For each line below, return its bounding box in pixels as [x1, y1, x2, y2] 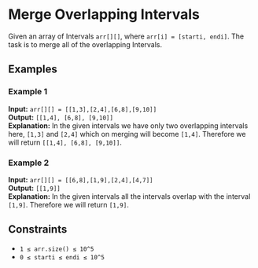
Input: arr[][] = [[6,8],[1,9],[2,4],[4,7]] [8, 174, 153, 184]
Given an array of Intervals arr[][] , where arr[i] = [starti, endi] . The [8, 31, 245, 41]
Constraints [8, 222, 68, 237]
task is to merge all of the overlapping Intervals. [8, 39, 163, 49]
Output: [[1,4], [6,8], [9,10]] [8, 112, 114, 122]
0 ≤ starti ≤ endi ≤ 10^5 [19, 253, 105, 261]
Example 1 [8, 86, 48, 97]
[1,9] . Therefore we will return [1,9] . [8, 200, 130, 209]
